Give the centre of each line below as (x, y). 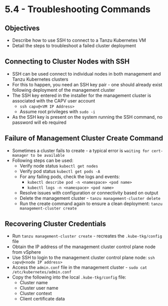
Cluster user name (39, 288)
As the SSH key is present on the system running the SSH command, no (87, 117)
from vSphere (26, 252)
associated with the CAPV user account (54, 100)
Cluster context (36, 293)
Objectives (22, 28)
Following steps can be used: (43, 160)
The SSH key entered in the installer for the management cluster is (81, 95)
